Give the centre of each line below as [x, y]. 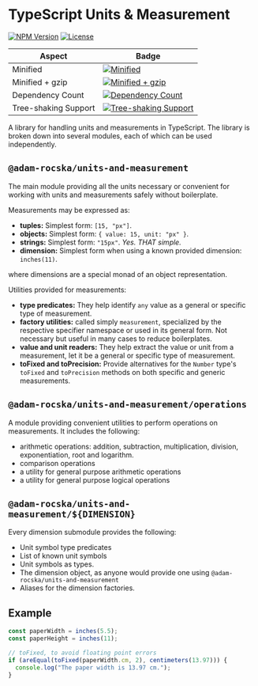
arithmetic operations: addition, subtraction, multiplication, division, [129, 446]
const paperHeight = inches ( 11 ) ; [63, 639]
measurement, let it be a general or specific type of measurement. [127, 355]
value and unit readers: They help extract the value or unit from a [127, 347]
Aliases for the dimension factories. [77, 588]
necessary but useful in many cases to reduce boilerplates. [116, 339]
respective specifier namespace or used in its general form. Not [123, 330]
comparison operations [58, 463]
